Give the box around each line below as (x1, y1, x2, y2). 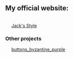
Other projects (5, 35, 42, 42)
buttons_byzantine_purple (11, 46, 65, 52)
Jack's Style (11, 22, 37, 28)
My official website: (5, 4, 69, 12)
